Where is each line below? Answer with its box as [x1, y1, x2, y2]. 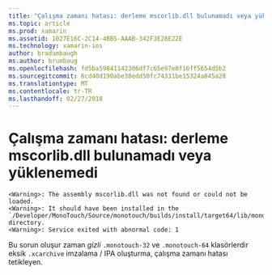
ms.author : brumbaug [8, 57, 79, 66]
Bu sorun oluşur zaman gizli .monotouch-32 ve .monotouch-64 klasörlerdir [8, 240, 249, 250]
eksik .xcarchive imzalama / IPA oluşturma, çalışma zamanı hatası [8, 248, 228, 259]
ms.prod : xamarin [8, 27, 67, 35]
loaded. [8, 197, 35, 206]
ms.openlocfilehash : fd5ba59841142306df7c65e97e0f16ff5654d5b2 [8, 65, 227, 73]
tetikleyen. [8, 257, 43, 267]
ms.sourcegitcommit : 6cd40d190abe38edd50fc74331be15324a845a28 [8, 72, 227, 80]
